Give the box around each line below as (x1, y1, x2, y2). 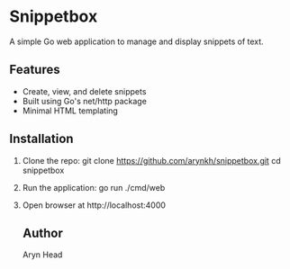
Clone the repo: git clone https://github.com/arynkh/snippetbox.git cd (22, 155, 281, 166)
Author (22, 225, 63, 240)
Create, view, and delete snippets (22, 85, 147, 96)
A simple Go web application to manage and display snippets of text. (9, 36, 264, 47)
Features (9, 62, 60, 77)
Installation (9, 131, 74, 147)
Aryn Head (22, 249, 63, 260)
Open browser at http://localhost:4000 (22, 200, 167, 211)
